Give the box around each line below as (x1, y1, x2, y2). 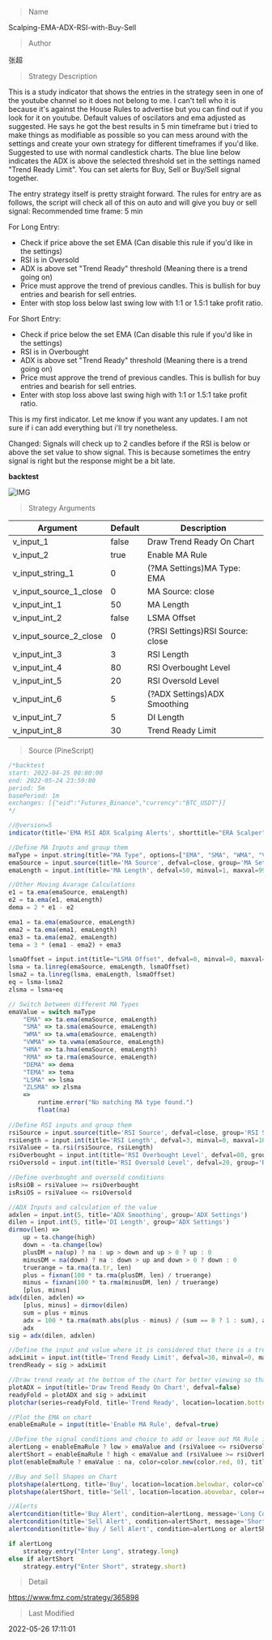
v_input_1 (12, 536, 49, 547)
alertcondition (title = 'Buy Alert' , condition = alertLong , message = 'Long (8, 1510, 255, 1518)
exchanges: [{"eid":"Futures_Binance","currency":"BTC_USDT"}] (8, 799, 227, 807)
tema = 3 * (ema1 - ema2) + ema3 (8, 941, 121, 949)
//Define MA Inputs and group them (8, 844, 129, 852)
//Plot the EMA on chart (8, 1413, 92, 1422)
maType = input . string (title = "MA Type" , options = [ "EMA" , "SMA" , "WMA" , (8, 851, 255, 859)
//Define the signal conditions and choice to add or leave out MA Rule (8, 1435, 259, 1444)
